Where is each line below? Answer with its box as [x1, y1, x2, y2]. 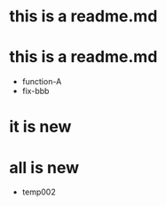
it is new [9, 117, 72, 137]
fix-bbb [21, 86, 50, 97]
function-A [21, 76, 62, 87]
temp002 [21, 186, 56, 197]
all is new [9, 157, 80, 178]
